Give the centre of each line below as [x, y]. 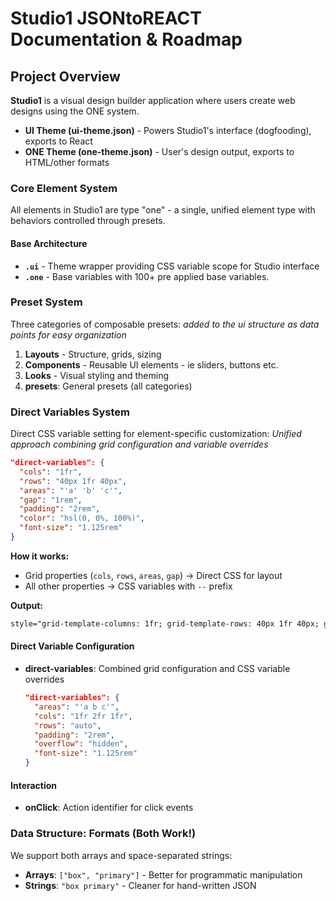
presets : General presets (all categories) [108, 386]
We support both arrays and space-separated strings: [121, 855]
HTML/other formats [67, 162]
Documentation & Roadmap [126, 39]
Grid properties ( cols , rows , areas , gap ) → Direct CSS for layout [153, 575]
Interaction [34, 785]
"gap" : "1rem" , [51, 500]
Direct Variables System [70, 412]
